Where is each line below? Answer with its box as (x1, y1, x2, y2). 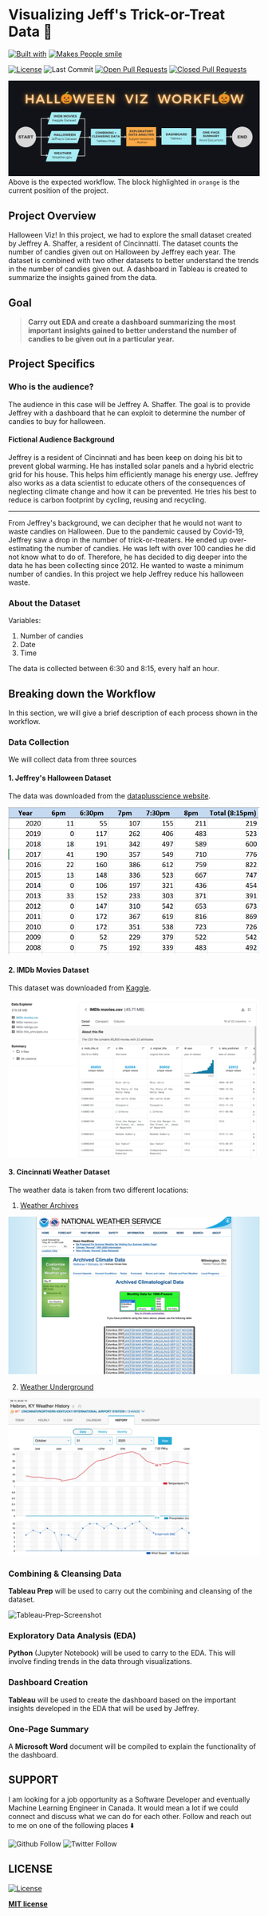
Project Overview (8, 209, 97, 222)
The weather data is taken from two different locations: (8, 1185, 189, 1194)
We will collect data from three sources (8, 754, 137, 765)
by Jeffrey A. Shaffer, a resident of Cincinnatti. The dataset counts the (8, 238, 238, 249)
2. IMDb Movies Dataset (8, 966, 89, 975)
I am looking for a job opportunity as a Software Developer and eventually (8, 1794, 250, 1804)
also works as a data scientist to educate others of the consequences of (8, 478, 246, 487)
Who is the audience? (8, 382, 94, 393)
